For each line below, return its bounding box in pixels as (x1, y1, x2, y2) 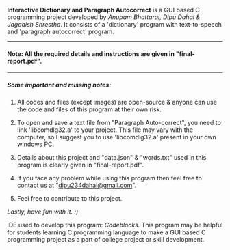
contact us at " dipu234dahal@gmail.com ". (16, 181, 137, 190)
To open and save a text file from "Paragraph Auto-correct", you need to (16, 119, 221, 127)
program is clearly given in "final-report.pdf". (16, 161, 144, 169)
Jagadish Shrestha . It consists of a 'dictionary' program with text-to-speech (7, 20, 222, 28)
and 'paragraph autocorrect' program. (7, 27, 114, 36)
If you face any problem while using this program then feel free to (16, 174, 202, 182)
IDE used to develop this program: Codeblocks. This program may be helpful (7, 221, 223, 230)
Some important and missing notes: (7, 81, 112, 89)
